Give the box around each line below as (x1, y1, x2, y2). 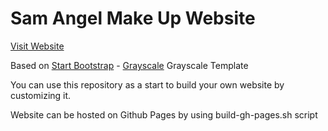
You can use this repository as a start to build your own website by (10, 78, 285, 91)
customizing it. (10, 89, 72, 101)
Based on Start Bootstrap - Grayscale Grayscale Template (10, 59, 249, 71)
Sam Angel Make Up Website (10, 7, 256, 30)
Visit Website (10, 40, 65, 52)
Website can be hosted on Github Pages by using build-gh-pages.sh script (10, 108, 318, 121)
